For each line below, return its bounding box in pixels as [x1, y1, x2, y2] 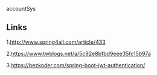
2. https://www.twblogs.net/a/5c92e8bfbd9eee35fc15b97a [6, 50, 151, 57]
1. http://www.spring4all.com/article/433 [6, 38, 106, 46]
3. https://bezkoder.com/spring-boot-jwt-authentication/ [6, 61, 146, 68]
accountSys [6, 5, 36, 12]
